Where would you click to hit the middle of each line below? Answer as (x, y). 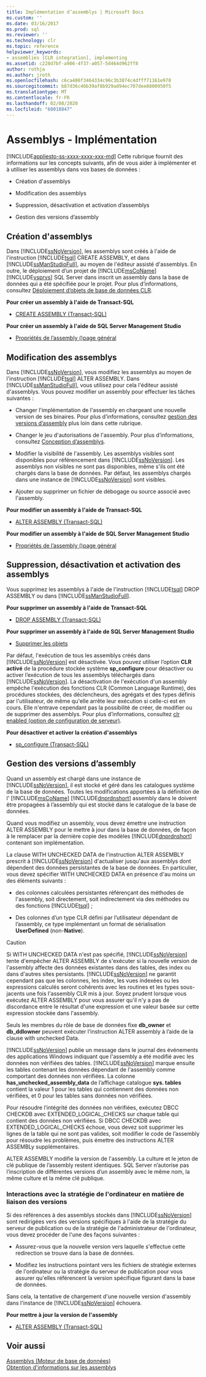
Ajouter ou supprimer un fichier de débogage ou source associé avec (103, 491)
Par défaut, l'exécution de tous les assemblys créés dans (78, 655)
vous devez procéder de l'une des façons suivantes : (73, 1235)
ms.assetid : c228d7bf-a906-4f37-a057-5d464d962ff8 (72, 63)
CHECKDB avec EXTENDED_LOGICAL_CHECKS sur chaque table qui (93, 1114)
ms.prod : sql (23, 29)
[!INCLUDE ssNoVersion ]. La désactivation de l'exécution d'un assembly (97, 681)
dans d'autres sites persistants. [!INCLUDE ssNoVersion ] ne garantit (91, 973)
